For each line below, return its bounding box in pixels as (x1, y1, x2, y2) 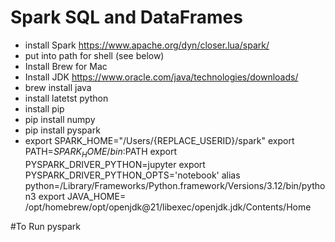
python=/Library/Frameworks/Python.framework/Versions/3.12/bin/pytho (24, 179, 326, 191)
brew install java (24, 81, 92, 93)
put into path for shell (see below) (24, 49, 165, 61)
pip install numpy (24, 113, 96, 125)
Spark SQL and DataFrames (10, 6, 243, 29)
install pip (24, 102, 65, 115)
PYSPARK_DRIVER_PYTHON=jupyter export (24, 158, 206, 170)
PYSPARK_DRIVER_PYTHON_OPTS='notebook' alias (24, 169, 241, 181)
